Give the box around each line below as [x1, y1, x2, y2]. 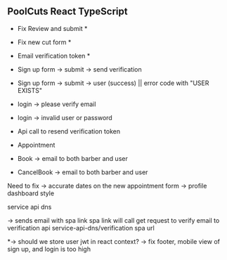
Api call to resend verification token [17, 126, 121, 136]
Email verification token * [17, 51, 91, 60]
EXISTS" [17, 86, 42, 94]
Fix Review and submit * [17, 24, 88, 32]
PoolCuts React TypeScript [7, 6, 128, 18]
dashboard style [7, 189, 55, 197]
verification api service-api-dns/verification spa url [7, 223, 155, 232]
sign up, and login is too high [7, 245, 91, 253]
